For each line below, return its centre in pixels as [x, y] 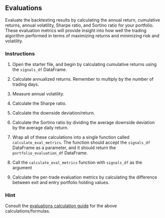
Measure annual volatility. [38, 94]
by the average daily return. [40, 128]
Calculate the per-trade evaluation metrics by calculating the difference [85, 177]
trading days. [26, 84]
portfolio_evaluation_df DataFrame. [50, 153]
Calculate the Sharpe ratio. [39, 103]
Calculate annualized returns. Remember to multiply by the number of [83, 79]
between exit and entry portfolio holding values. [61, 183]
